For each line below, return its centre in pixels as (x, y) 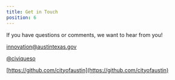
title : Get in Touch (32, 12)
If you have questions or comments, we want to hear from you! (84, 35)
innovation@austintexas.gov (41, 47)
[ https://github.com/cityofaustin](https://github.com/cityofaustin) (87, 70)
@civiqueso (21, 58)
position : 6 (21, 18)
